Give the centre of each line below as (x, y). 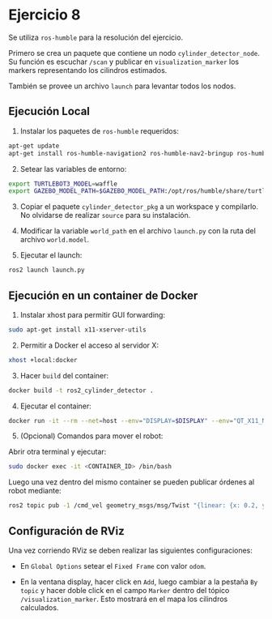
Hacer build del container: (64, 375)
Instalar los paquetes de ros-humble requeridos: (100, 130)
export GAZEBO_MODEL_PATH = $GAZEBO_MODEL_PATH (86, 191)
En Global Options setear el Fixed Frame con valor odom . (113, 566)
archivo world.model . (55, 240)
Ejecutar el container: (55, 406)
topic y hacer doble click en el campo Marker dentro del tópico (125, 590)
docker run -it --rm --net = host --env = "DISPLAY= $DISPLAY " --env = (121, 420)
